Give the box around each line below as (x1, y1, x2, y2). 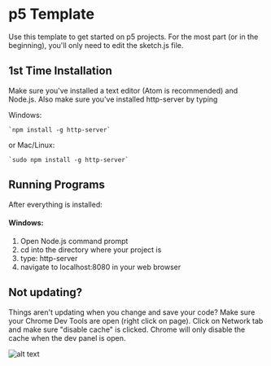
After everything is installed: (8, 199, 103, 209)
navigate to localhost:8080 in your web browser (20, 262, 181, 272)
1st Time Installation (8, 64, 112, 78)
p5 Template (8, 5, 95, 24)
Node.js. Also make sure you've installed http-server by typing (8, 94, 218, 104)
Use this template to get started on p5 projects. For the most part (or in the (8, 32, 259, 41)
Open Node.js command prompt (20, 236, 129, 246)
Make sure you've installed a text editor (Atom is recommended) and (8, 85, 238, 95)
